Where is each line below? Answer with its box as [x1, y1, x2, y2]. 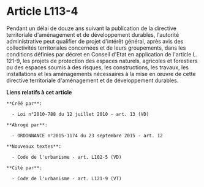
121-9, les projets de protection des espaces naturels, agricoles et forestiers [6, 57, 198, 64]
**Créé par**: [6, 100, 43, 107]
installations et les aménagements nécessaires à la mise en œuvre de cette [6, 70, 196, 77]
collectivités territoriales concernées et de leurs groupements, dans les [6, 44, 186, 52]
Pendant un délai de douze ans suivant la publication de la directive [6, 25, 176, 32]
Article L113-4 [6, 4, 78, 18]
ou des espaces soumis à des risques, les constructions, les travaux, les [6, 63, 189, 71]
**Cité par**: [6, 164, 43, 171]
